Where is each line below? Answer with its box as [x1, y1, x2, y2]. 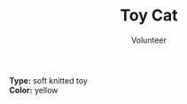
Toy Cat [120, 5, 178, 26]
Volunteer [131, 35, 167, 45]
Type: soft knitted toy [9, 75, 89, 85]
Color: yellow [9, 84, 58, 95]
